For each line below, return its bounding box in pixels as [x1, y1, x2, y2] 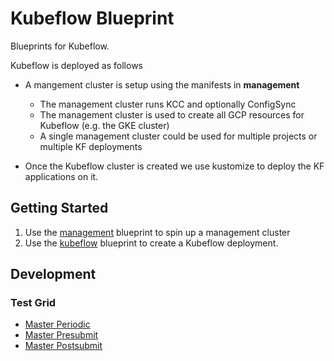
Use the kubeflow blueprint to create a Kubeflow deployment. [24, 237, 279, 249]
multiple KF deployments [39, 140, 143, 152]
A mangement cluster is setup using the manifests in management [24, 78, 300, 91]
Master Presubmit [24, 329, 99, 341]
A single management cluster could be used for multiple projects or [39, 130, 318, 142]
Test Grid [10, 296, 57, 310]
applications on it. [24, 170, 99, 182]
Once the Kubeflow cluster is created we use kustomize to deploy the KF [24, 160, 325, 172]
